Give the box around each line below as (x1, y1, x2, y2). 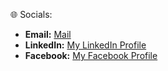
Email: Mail (24, 29, 72, 40)
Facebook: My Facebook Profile (24, 50, 158, 61)
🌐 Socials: (10, 9, 53, 20)
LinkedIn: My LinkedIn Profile (24, 39, 147, 51)
